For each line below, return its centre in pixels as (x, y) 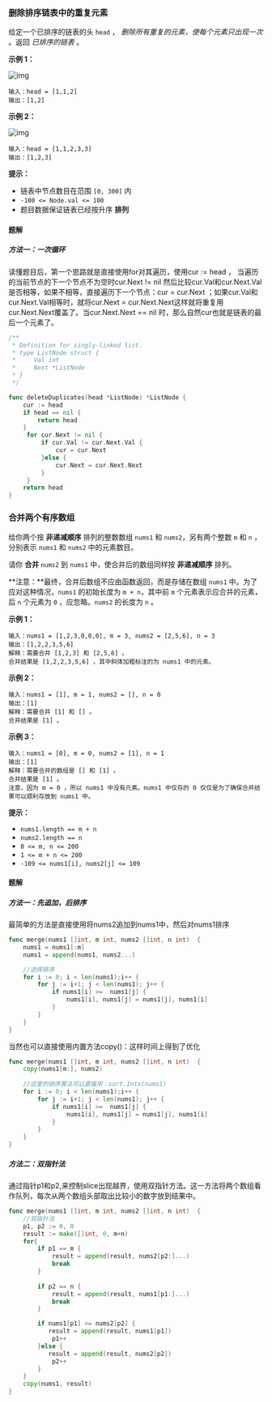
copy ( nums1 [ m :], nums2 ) (63, 1069)
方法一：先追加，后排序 (47, 902)
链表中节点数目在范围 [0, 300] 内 (76, 191)
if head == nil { (52, 412)
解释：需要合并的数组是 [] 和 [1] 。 (64, 770)
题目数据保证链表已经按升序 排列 (74, 210)
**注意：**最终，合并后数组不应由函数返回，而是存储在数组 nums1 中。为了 (133, 582)
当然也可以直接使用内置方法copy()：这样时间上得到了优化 (104, 1046)
